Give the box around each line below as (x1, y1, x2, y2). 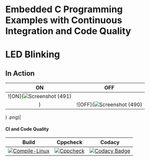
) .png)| (5, 114, 22, 121)
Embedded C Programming (5, 4, 123, 15)
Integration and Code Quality (5, 26, 132, 37)
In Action (5, 69, 35, 78)
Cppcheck (56, 139, 83, 146)
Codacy (100, 139, 120, 146)
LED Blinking (5, 49, 60, 60)
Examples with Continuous (5, 14, 122, 26)
